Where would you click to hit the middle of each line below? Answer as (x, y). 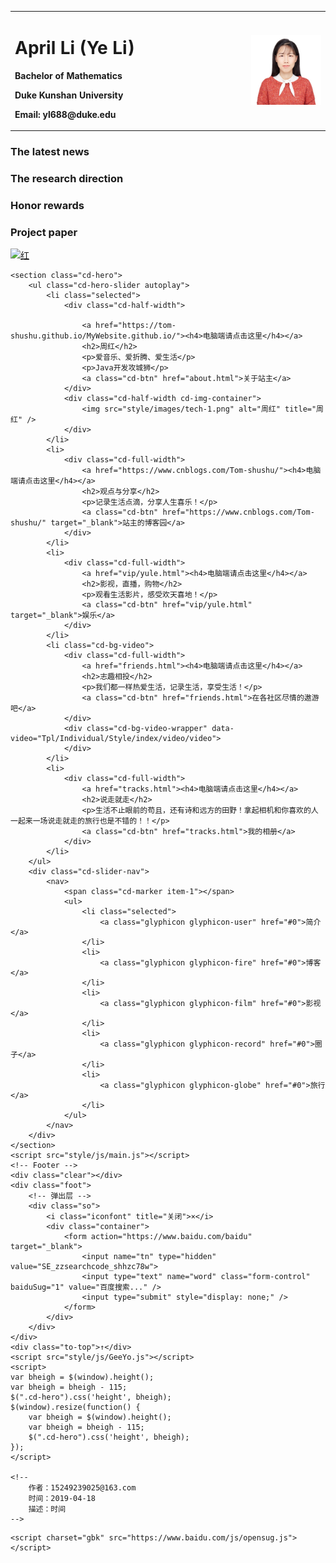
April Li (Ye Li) (74, 47)
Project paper (44, 232)
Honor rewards (47, 205)
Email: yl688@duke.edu (65, 114)
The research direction (67, 179)
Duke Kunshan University (69, 95)
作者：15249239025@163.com (82, 1488)
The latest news (50, 152)
